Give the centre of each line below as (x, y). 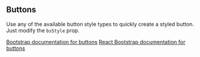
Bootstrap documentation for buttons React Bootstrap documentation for (96, 42)
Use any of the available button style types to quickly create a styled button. (100, 24)
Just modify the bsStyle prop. (43, 30)
